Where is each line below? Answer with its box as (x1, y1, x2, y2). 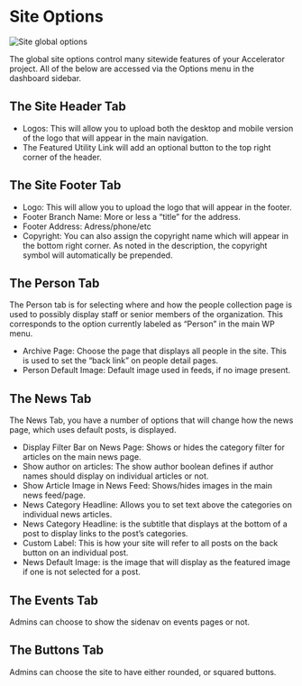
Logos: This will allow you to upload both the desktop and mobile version (22, 123, 294, 133)
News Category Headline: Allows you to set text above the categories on (22, 499, 293, 510)
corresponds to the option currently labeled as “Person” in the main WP (9, 318, 275, 330)
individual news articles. (22, 509, 113, 520)
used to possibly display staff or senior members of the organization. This (9, 309, 284, 320)
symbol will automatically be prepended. (22, 250, 173, 261)
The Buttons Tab (9, 643, 105, 658)
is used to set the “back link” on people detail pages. (22, 355, 219, 366)
